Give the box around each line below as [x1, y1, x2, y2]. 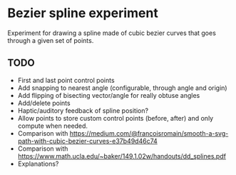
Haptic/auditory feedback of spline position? [17, 106, 148, 115]
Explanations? [17, 159, 59, 168]
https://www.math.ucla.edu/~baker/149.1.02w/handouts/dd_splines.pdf [17, 151, 227, 160]
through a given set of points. [7, 36, 94, 44]
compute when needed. [17, 121, 88, 130]
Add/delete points [17, 99, 71, 107]
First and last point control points [17, 76, 116, 84]
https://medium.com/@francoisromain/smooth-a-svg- [69, 129, 229, 137]
